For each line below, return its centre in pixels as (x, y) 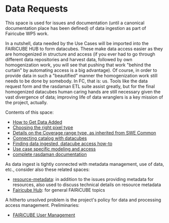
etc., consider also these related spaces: (48, 169)
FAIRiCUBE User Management (44, 215)
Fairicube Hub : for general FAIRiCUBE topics (59, 190)
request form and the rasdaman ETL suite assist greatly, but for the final (80, 86)
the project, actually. (27, 102)
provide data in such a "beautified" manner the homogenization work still (81, 75)
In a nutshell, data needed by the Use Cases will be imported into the (77, 43)
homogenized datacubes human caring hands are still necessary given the (83, 92)
